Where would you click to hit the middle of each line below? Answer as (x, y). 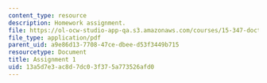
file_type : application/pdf (55, 38)
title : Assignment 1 (43, 60)
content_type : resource (48, 15)
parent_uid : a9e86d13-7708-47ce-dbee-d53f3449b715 (94, 45)
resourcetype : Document (48, 52)
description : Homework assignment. (67, 23)
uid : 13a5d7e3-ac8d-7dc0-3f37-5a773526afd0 (81, 67)
